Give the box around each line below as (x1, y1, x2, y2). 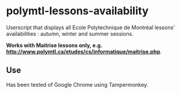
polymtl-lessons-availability (6, 4, 149, 18)
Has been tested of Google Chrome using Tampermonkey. (6, 81, 148, 88)
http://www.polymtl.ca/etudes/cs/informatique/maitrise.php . (6, 48, 162, 55)
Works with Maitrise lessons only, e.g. (6, 42, 103, 49)
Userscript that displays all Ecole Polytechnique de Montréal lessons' (6, 24, 175, 31)
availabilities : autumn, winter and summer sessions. (6, 30, 134, 37)
